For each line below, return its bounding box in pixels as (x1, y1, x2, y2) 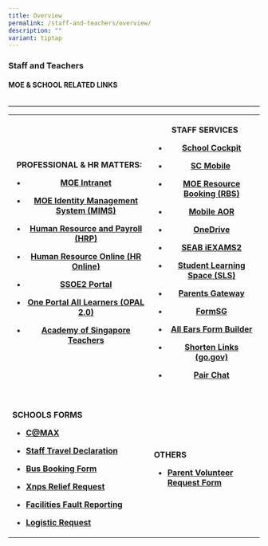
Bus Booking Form (26, 463, 97, 474)
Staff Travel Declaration (26, 446, 118, 457)
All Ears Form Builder (170, 324, 253, 335)
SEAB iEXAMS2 (181, 242, 242, 253)
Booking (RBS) (183, 188, 240, 199)
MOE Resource (183, 179, 241, 190)
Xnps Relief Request (26, 481, 105, 493)
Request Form (167, 477, 222, 489)
